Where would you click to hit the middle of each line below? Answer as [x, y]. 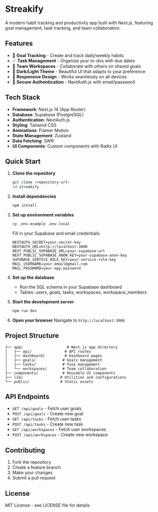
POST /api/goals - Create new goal [48, 414]
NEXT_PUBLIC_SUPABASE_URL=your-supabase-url [59, 251]
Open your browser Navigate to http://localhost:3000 [68, 320]
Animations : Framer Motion [40, 130]
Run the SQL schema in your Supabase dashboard [71, 287]
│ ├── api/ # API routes [48, 351]
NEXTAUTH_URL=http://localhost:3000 [50, 247]
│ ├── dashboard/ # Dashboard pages [54, 356]
